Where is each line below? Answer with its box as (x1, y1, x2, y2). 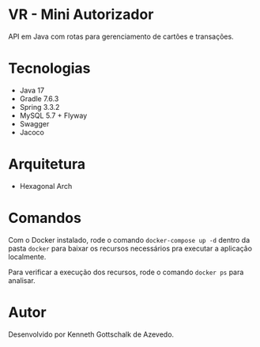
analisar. (8, 275, 36, 285)
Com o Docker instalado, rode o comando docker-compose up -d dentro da (8, 235, 251, 244)
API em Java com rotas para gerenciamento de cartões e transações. (8, 32, 235, 41)
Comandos (8, 209, 81, 227)
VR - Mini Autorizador (8, 6, 154, 24)
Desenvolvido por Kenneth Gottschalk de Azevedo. (8, 330, 175, 339)
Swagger (19, 119, 50, 128)
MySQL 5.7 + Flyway (19, 111, 88, 120)
